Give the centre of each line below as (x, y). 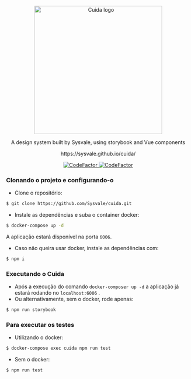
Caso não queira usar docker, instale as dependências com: (86, 248)
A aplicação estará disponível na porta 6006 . (59, 237)
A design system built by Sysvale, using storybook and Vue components (98, 142)
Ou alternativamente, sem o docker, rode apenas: (74, 299)
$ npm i (15, 259)
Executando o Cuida (35, 274)
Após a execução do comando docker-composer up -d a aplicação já (97, 286)
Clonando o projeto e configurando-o (60, 180)
